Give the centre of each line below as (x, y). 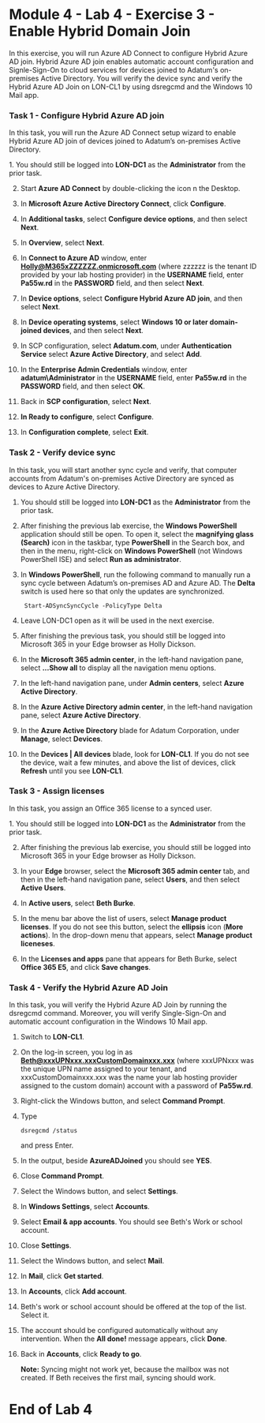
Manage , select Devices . (62, 739)
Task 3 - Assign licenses (57, 791)
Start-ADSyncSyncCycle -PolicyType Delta (93, 605)
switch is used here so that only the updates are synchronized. (122, 591)
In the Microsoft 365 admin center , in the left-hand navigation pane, (132, 659)
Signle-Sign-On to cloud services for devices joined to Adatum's (114, 69)
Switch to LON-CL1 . (52, 1037)
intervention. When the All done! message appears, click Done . (123, 1339)
